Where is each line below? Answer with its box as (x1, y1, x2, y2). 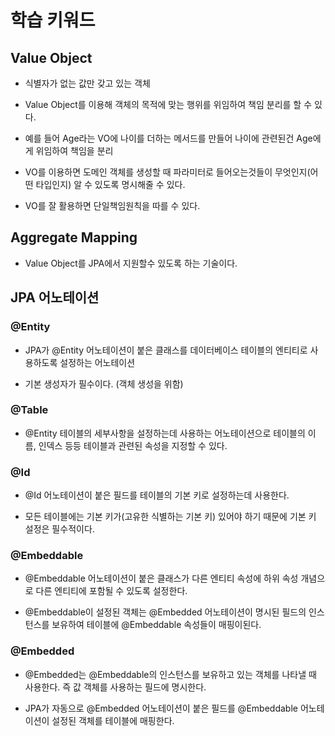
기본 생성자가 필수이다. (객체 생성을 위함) (24, 377, 184, 390)
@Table (10, 403, 49, 417)
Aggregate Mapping (10, 229, 138, 246)
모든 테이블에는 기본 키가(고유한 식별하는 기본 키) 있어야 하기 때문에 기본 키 (24, 511, 317, 523)
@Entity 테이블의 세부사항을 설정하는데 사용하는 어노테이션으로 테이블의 (24, 427, 306, 439)
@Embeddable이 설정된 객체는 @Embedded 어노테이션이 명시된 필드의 (24, 606, 307, 618)
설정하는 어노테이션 (59, 356, 136, 368)
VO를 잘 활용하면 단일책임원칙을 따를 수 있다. (24, 200, 201, 211)
